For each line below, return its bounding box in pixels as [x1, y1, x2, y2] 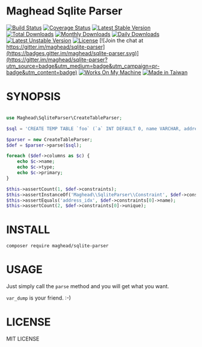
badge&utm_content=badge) [6, 68, 78, 76]
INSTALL [6, 223, 50, 237]
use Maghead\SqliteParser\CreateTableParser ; [6, 115, 122, 121]
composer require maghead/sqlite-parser [6, 243, 109, 249]
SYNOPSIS [6, 90, 61, 103]
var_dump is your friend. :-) [6, 294, 71, 301]
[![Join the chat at [99, 37, 144, 44]
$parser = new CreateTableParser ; [6, 136, 93, 142]
